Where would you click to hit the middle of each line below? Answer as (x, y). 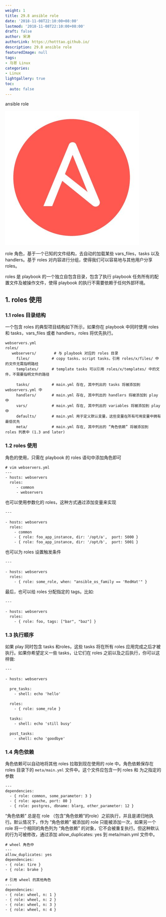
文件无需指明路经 (24, 364)
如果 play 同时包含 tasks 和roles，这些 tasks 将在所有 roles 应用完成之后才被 (83, 647)
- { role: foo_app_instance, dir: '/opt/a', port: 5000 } (76, 537)
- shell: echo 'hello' (37, 694)
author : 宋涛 (18, 37)
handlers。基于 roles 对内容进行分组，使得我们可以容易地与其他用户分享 (79, 260)
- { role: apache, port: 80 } (41, 801)
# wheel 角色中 (20, 845)
